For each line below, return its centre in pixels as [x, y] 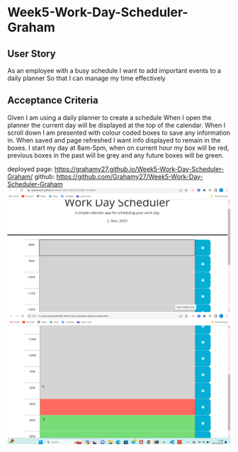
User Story [32, 54]
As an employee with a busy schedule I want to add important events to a [114, 71]
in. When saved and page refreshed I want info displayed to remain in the [114, 140]
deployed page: [30, 169]
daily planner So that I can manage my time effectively [87, 78]
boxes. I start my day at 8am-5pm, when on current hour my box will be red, [118, 148]
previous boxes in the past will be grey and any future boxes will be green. [116, 155]
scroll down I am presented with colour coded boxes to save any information [119, 133]
